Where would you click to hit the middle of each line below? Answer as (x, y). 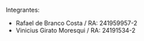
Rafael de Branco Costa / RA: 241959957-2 (76, 23)
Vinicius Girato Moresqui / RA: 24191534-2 (75, 30)
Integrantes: (23, 10)
